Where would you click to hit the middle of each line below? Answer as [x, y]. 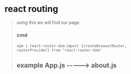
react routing [31, 9]
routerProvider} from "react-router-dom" [59, 50]
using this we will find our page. [48, 22]
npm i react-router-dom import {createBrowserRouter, [72, 46]
